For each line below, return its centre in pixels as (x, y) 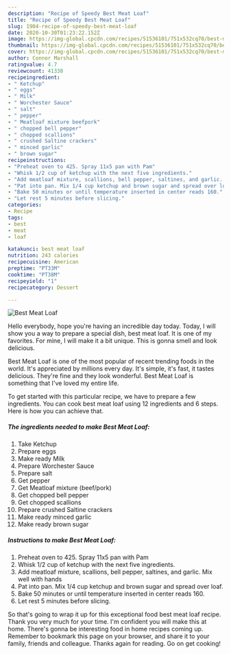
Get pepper (34, 480)
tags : (15, 218)
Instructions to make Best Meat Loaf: (62, 540)
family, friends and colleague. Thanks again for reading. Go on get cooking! (114, 644)
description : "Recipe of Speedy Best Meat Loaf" (78, 13)
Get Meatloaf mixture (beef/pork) (64, 488)
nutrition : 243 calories (43, 256)
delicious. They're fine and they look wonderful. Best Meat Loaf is (101, 376)
